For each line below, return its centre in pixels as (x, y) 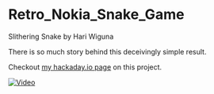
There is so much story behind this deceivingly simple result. (107, 51)
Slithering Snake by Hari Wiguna (61, 36)
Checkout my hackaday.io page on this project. (85, 67)
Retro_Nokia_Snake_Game (96, 15)
